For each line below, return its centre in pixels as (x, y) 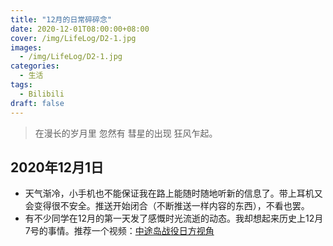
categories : (35, 66)
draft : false (37, 103)
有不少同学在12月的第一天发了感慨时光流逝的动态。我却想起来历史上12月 (174, 218)
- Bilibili (42, 94)
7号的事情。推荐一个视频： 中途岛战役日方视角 (119, 231)
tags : (21, 85)
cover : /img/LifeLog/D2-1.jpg (73, 38)
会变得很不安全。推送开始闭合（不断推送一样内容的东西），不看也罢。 (167, 206)
